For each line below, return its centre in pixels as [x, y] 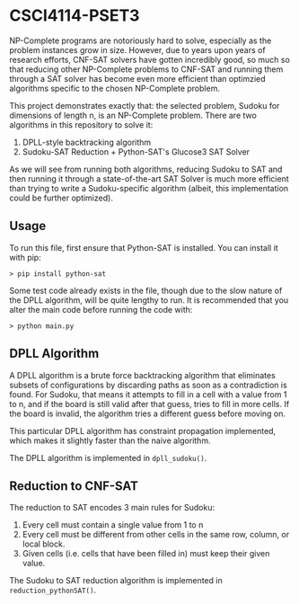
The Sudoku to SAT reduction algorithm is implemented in [116, 581]
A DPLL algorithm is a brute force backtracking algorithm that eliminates [142, 375]
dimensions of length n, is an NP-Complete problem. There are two [133, 115]
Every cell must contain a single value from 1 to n [113, 525]
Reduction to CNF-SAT [74, 486]
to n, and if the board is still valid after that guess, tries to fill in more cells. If [149, 404]
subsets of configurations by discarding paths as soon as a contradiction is [148, 385]
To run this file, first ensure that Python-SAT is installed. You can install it [144, 247]
